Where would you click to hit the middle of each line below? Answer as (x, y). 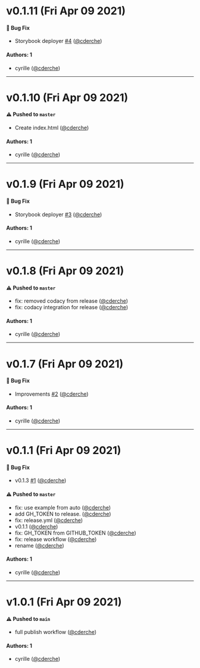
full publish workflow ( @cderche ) (56, 632)
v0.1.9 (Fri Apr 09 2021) (65, 184)
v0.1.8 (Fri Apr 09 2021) (65, 271)
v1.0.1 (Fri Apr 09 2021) (64, 602)
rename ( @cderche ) (39, 545)
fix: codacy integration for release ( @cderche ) (71, 307)
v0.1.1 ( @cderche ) (36, 526)
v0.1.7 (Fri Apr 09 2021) (65, 364)
